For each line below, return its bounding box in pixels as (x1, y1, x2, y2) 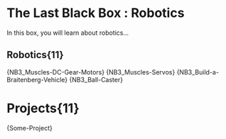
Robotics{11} (6, 49, 65, 61)
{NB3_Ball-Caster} (69, 75, 124, 84)
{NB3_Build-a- (176, 67, 220, 76)
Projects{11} (6, 100, 80, 116)
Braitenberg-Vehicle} (6, 75, 68, 84)
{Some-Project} (6, 123, 53, 132)
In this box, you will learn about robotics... (6, 28, 129, 37)
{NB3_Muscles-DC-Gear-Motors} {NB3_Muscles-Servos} (6, 67, 176, 76)
